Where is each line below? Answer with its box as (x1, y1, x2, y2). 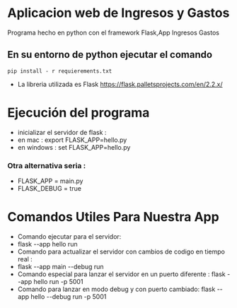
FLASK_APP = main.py (17, 177, 83, 185)
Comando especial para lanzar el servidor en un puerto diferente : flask (17, 270, 226, 278)
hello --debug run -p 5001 (30, 292, 107, 301)
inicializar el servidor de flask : (17, 128, 107, 136)
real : (17, 254, 33, 263)
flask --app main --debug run (17, 262, 104, 271)
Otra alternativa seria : (7, 160, 86, 170)
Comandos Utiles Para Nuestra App (7, 209, 219, 225)
